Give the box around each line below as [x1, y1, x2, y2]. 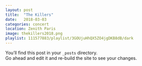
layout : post [5, 7, 33, 13]
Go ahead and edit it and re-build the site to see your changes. [5, 55, 137, 61]
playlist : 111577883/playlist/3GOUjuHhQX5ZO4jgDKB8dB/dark [5, 36, 134, 41]
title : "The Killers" [5, 12, 54, 17]
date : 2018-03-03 [5, 17, 47, 22]
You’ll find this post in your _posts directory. [5, 49, 98, 56]
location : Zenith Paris [5, 26, 56, 31]
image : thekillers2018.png [5, 31, 63, 36]
